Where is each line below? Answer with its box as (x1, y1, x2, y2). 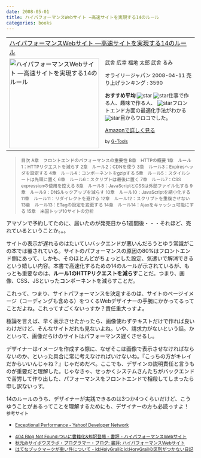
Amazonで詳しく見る (105, 127, 156, 134)
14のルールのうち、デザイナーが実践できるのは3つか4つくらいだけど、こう (6, 395, 191, 402)
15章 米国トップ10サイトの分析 (26, 208, 94, 215)
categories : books (6, 20, 52, 26)
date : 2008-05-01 (6, 8, 50, 15)
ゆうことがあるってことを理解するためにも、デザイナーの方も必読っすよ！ (6, 403, 190, 410)
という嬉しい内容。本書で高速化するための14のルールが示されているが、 (6, 262, 185, 270)
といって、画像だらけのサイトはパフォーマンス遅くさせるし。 (6, 332, 158, 340)
